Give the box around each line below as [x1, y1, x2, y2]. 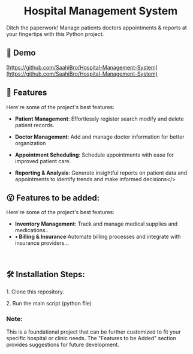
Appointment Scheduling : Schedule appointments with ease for [14, 151, 174, 158]
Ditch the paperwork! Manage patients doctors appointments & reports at [6, 24, 187, 31]
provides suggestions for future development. [6, 341, 120, 349]
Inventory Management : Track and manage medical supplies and [14, 220, 178, 227]
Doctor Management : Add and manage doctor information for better [14, 133, 185, 140]
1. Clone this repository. [6, 288, 65, 295]
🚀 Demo [6, 48, 36, 58]
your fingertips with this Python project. [6, 30, 104, 37]
